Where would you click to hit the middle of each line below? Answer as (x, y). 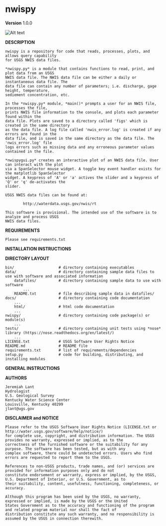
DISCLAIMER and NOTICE (32, 418)
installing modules (25, 359)
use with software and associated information (54, 276)
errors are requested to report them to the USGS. (59, 457)
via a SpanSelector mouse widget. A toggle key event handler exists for (83, 169)
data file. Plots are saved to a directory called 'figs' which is (77, 121)
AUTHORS (16, 378)
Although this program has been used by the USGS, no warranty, (73, 497)
